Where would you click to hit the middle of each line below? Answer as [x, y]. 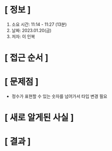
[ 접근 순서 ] [27, 58]
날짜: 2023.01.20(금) [32, 30]
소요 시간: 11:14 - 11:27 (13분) [39, 24]
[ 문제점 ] [22, 82]
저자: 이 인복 [23, 36]
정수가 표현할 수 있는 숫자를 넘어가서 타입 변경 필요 [59, 96]
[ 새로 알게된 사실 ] [39, 118]
